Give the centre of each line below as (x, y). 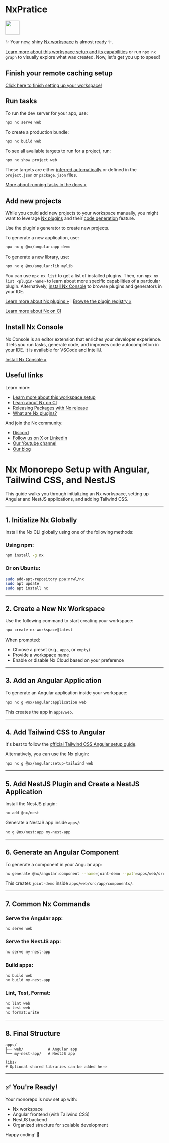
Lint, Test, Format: (28, 993)
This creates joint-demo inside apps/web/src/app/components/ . (70, 883)
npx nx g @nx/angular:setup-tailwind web (49, 764)
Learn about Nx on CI (34, 403)
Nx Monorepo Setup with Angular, (77, 469)
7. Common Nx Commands (48, 904)
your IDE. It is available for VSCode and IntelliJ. (54, 350)
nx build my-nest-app (28, 980)
